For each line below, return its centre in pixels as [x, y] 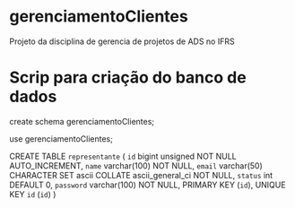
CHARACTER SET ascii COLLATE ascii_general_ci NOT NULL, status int [141, 175]
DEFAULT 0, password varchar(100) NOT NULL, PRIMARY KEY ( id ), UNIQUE [147, 185]
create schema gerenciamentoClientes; [82, 121]
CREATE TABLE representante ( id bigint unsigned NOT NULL [123, 156]
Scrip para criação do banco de [128, 78]
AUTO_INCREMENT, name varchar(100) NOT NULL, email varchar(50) [136, 165]
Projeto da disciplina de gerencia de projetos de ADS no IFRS [122, 41]
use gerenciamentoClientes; [61, 139]
